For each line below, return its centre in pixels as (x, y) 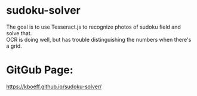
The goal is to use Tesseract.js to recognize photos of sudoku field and (93, 27)
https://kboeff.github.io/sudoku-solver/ (54, 86)
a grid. (14, 46)
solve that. (19, 33)
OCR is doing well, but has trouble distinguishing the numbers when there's (99, 39)
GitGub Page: (40, 70)
